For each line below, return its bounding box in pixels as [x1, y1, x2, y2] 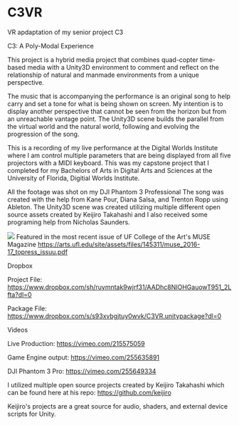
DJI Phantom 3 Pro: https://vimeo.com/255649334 [7, 367, 156, 375]
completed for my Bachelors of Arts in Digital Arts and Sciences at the [7, 166, 213, 174]
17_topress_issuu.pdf [7, 247, 68, 256]
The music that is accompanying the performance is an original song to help [7, 92, 231, 100]
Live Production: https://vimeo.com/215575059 [7, 339, 145, 347]
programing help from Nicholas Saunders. [7, 218, 130, 226]
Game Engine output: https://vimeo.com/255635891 [7, 353, 160, 362]
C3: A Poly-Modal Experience [7, 41, 94, 50]
